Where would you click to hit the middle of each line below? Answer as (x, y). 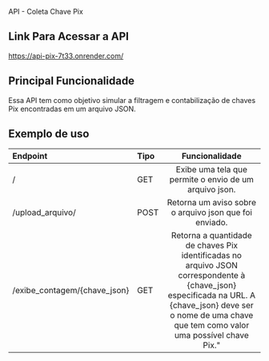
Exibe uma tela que (212, 169)
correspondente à (212, 276)
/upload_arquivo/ (44, 212)
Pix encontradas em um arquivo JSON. (72, 109)
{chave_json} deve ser (211, 305)
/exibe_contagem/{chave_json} (71, 291)
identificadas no (212, 256)
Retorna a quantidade (211, 236)
